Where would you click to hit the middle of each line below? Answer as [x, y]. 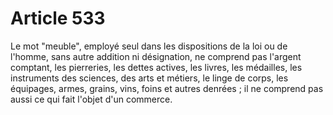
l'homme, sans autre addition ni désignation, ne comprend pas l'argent [156, 56]
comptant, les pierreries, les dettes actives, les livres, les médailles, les [156, 67]
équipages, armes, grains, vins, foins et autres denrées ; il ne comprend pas [167, 88]
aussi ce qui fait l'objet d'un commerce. [91, 99]
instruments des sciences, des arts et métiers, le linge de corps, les [149, 78]
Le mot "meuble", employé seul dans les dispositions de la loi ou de [149, 46]
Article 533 [58, 18]
